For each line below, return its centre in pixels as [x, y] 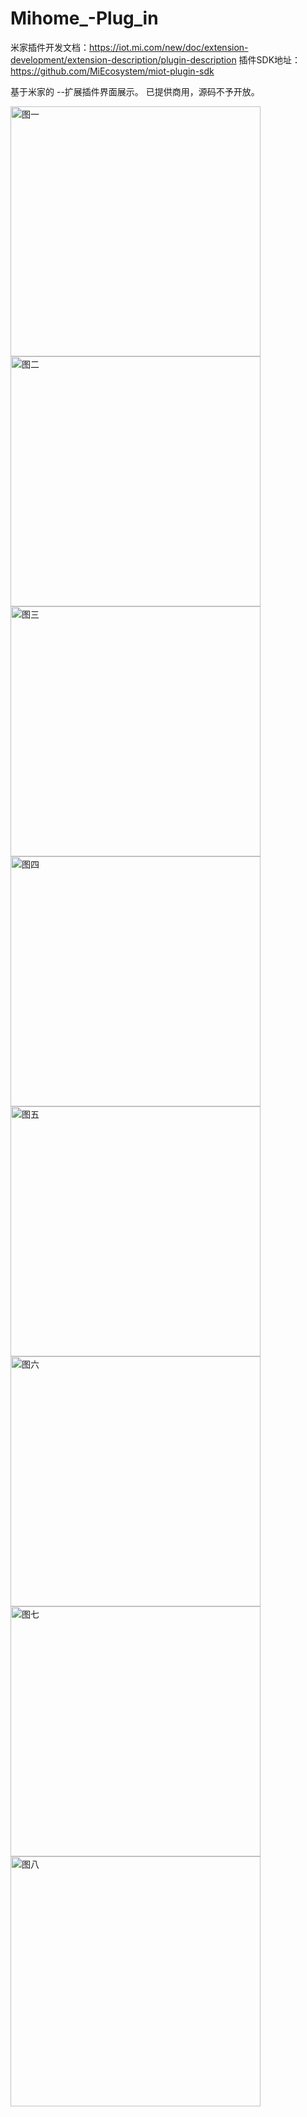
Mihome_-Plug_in [84, 18]
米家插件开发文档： [50, 47]
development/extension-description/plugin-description [123, 59]
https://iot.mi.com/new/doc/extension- [169, 47]
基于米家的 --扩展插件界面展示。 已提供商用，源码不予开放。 [135, 91]
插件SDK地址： [270, 59]
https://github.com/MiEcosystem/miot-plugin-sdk [112, 71]
